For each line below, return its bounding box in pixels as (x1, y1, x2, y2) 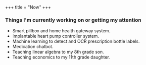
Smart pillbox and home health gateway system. (12, 28, 110, 34)
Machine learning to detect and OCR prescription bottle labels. (12, 38, 140, 44)
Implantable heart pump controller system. (12, 33, 99, 39)
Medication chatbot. (12, 44, 53, 50)
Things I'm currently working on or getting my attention (5, 16, 142, 23)
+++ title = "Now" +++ (5, 4, 51, 10)
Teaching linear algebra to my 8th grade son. (12, 49, 104, 55)
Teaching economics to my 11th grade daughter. (12, 54, 110, 60)
